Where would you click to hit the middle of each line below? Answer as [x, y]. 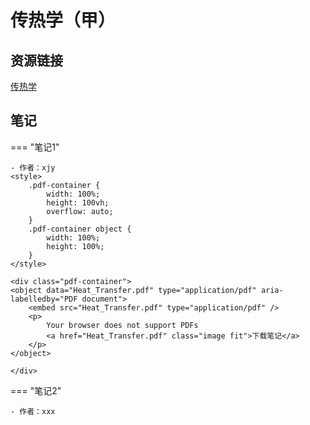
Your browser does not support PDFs [122, 325]
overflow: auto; [80, 211]
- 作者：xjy [33, 167]
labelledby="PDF [44, 299]
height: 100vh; [78, 202]
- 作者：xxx [33, 411]
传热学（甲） [63, 20]
